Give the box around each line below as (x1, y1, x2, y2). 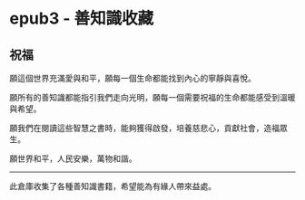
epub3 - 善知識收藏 (9, 8, 154, 29)
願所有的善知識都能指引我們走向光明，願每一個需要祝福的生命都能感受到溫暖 (9, 92, 296, 102)
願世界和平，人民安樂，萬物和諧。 (9, 153, 137, 164)
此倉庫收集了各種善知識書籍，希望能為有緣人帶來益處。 (9, 181, 216, 191)
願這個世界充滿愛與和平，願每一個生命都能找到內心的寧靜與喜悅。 (9, 73, 256, 83)
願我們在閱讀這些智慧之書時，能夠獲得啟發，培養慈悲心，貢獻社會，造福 (9, 123, 280, 133)
